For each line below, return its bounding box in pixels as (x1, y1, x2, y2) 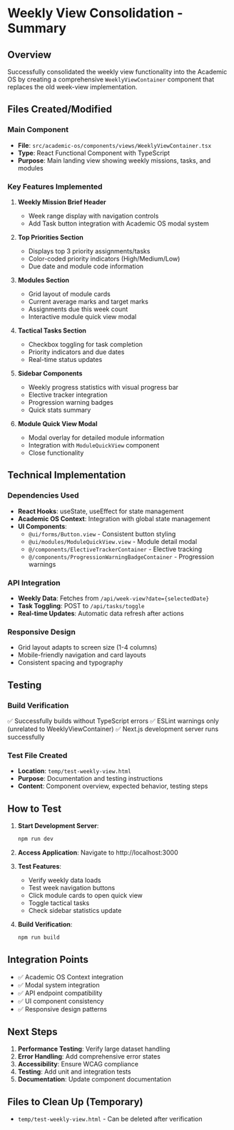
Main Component (7, 125, 69, 135)
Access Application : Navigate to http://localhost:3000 (17, 848, 178, 857)
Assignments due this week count (28, 305, 128, 313)
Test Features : (17, 862, 62, 870)
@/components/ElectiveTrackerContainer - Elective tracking (28, 545, 203, 553)
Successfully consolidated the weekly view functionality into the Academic (7, 68, 228, 76)
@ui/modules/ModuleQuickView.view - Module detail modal (28, 537, 198, 545)
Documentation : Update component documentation (17, 1075, 171, 1084)
